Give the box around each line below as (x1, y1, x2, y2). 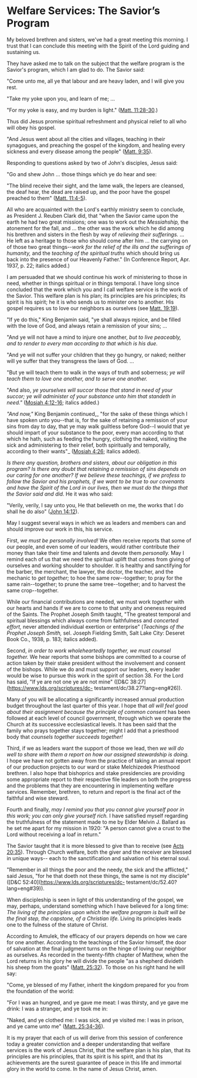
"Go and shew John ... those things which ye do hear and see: (6, 170, 157, 177)
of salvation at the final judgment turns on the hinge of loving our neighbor (6, 945, 186, 952)
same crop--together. (6, 587, 59, 594)
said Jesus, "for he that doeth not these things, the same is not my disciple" (6, 872, 190, 879)
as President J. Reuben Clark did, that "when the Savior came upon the (6, 212, 178, 219)
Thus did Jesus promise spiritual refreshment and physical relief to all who (6, 117, 187, 124)
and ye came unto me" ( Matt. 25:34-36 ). (6, 1023, 105, 1030)
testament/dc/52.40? (126, 878, 178, 885)
